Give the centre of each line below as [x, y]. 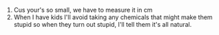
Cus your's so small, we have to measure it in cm [83, 10]
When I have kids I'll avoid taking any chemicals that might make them [113, 17]
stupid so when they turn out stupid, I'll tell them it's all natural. [103, 24]
